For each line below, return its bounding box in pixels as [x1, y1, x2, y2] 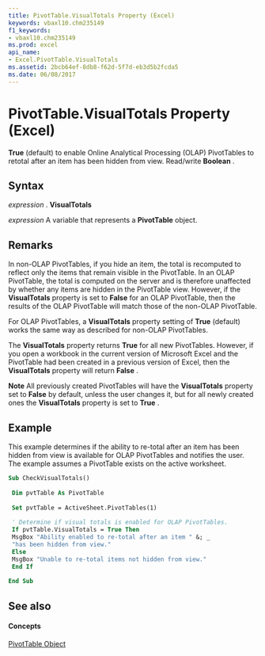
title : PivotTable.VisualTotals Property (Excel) [8, 11, 176, 20]
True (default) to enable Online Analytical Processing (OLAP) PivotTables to [8, 147, 255, 157]
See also [8, 599, 51, 612]
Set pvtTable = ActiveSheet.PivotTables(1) [11, 504, 157, 512]
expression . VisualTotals [8, 200, 93, 210]
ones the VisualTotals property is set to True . [8, 398, 160, 408]
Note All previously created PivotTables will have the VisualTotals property [8, 381, 253, 391]
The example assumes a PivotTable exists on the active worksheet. [8, 459, 227, 468]
